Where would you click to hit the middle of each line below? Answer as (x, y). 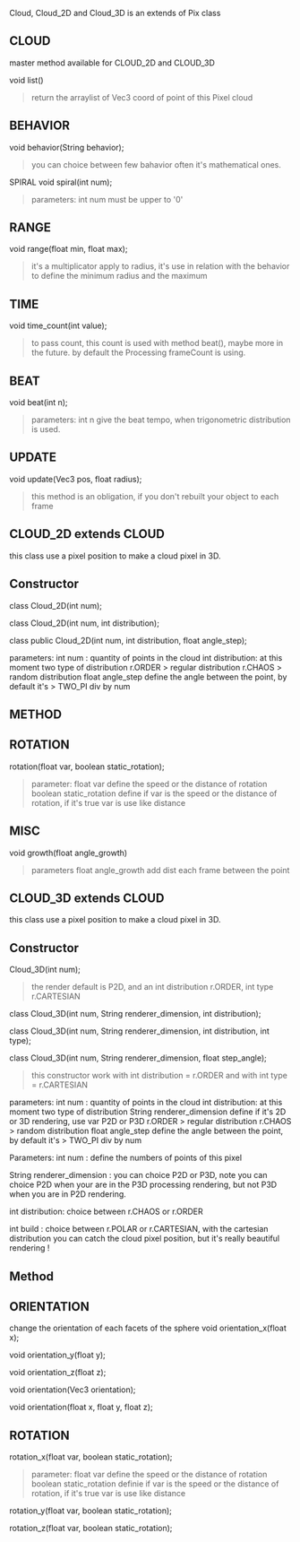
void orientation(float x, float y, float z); (81, 1408)
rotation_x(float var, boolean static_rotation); (91, 1457)
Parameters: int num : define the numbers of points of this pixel (126, 1158)
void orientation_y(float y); (57, 1355)
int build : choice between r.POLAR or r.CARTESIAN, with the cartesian (139, 1229)
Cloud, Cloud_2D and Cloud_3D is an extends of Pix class (115, 13)
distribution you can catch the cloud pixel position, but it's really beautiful (145, 1239)
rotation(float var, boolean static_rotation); (87, 767)
